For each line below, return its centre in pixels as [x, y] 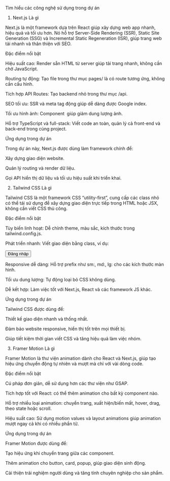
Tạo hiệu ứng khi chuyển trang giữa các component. [60, 453]
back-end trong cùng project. [36, 129]
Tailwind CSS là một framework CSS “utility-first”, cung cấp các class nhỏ [82, 198]
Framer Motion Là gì [33, 348]
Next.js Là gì [26, 18]
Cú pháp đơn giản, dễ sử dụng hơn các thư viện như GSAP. [67, 383]
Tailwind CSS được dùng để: [35, 309]
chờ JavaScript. [22, 69]
